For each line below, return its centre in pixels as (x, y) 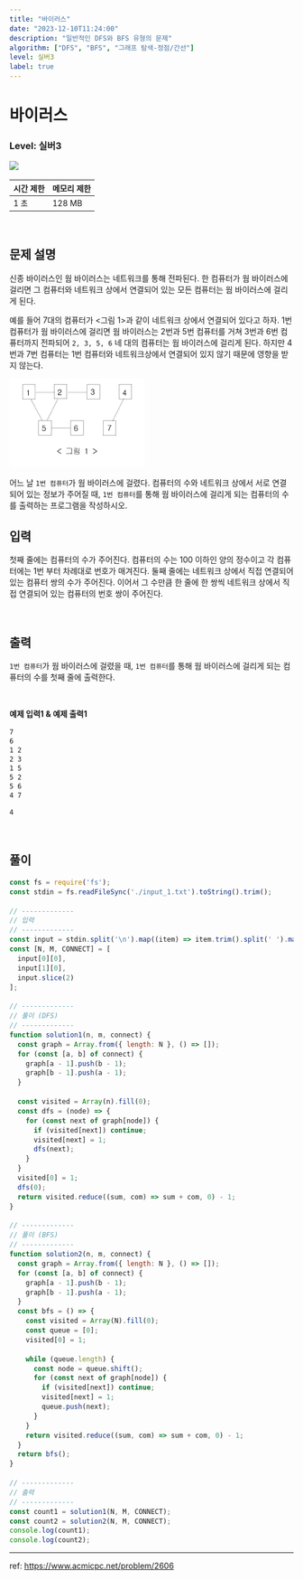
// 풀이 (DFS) (34, 1016)
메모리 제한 (72, 188)
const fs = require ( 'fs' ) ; (60, 882)
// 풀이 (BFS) (34, 1235)
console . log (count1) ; (50, 1531)
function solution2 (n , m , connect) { (80, 1255)
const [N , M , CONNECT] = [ (60, 949)
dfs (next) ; (54, 1149)
